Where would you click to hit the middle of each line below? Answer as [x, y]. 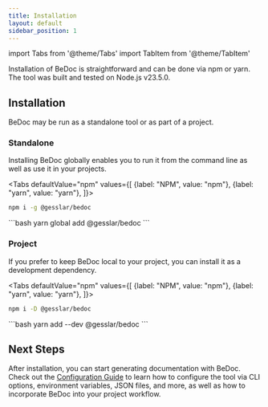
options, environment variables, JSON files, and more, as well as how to [127, 385]
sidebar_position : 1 [43, 31]
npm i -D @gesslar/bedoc [50, 309]
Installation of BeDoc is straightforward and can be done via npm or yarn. [130, 69]
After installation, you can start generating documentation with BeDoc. [124, 368]
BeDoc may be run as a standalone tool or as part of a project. [111, 122]
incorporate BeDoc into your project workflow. [85, 394]
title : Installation [43, 16]
